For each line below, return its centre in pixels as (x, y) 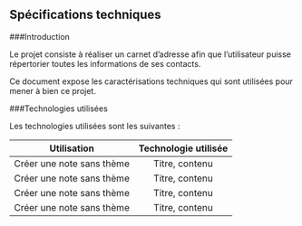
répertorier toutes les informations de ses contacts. (105, 63)
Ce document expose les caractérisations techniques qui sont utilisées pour (151, 81)
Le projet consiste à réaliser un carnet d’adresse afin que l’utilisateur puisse (151, 54)
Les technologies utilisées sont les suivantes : (95, 126)
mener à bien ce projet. (53, 90)
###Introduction (40, 36)
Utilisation (72, 148)
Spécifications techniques (85, 15)
